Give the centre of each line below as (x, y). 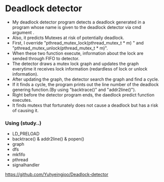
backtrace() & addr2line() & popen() (48, 139)
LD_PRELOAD (26, 134)
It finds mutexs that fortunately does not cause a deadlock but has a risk (85, 105)
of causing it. (25, 110)
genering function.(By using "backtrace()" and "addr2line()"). (74, 90)
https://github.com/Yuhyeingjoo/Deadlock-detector (57, 175)
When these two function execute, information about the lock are (78, 53)
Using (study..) (23, 123)
